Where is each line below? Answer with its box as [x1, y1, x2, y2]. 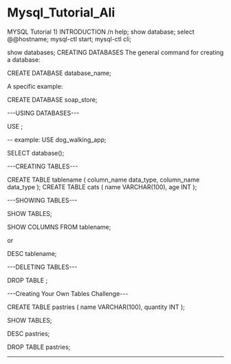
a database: [7, 55, 41, 63]
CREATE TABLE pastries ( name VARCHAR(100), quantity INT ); [7, 303, 186, 311]
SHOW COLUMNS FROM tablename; [7, 222, 111, 231]
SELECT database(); [7, 149, 65, 157]
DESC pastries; [7, 329, 50, 338]
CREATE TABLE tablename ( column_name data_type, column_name [7, 175, 200, 184]
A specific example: [7, 82, 63, 90]
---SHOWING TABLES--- [7, 196, 78, 204]
